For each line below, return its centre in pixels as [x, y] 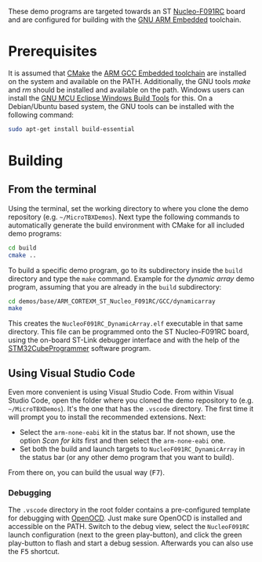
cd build [22, 248]
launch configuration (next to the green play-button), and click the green [125, 535]
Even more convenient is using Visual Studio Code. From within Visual [121, 392]
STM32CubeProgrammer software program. [80, 349]
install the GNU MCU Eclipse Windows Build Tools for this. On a [111, 98]
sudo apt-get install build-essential [71, 129]
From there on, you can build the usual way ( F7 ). [86, 473]
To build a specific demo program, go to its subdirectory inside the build [126, 270]
